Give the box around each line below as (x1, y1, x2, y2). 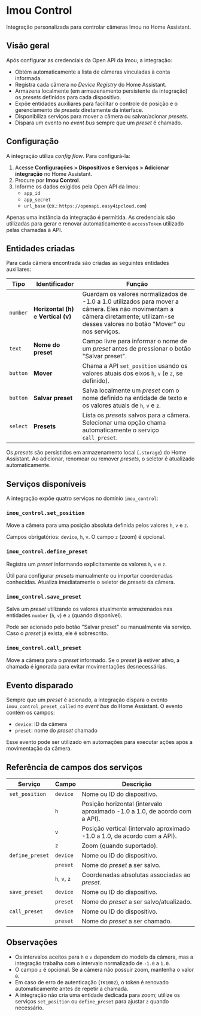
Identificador (36, 280, 74, 288)
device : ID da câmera (14, 721, 68, 728)
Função (126, 280, 148, 288)
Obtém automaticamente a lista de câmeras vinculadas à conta (14, 68, 170, 75)
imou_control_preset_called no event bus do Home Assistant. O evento (6, 703, 183, 710)
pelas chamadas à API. (6, 226, 63, 233)
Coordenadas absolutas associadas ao (81, 871, 191, 879)
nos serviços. (82, 327, 120, 335)
